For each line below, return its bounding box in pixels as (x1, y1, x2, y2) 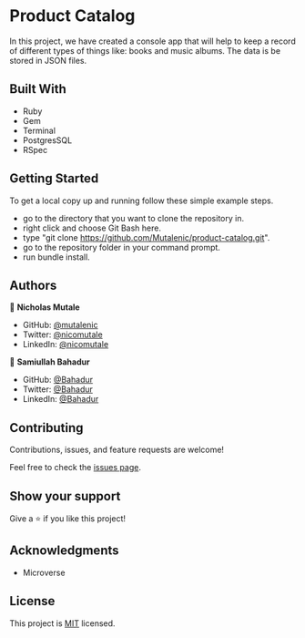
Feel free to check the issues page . (9, 462, 141, 473)
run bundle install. (22, 252, 91, 262)
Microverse (22, 567, 66, 578)
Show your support (9, 489, 121, 504)
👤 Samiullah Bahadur (9, 356, 90, 367)
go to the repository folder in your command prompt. (22, 242, 221, 252)
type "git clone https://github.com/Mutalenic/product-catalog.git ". (22, 232, 270, 242)
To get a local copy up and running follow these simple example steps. (9, 195, 274, 206)
